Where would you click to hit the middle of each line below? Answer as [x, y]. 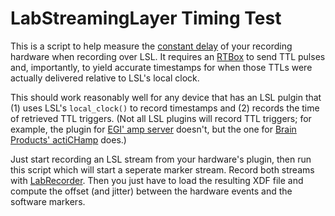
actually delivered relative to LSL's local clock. [105, 78]
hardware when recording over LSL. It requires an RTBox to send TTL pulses [168, 56]
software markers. [48, 201]
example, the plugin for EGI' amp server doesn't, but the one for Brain [153, 129]
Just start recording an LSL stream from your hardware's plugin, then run [161, 159]
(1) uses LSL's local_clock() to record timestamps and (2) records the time [165, 108]
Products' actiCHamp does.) [68, 139]
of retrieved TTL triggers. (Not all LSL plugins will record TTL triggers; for [161, 118]
